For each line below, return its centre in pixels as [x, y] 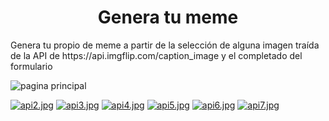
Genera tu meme [168, 17]
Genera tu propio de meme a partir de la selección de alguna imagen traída [165, 45]
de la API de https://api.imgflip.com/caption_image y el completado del [156, 55]
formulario [31, 66]
